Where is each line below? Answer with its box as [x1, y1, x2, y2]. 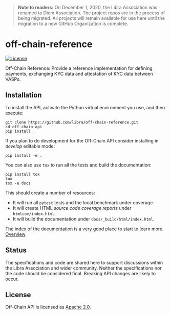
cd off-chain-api [5, 124, 42, 129]
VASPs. [5, 76, 21, 82]
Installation [5, 91, 42, 100]
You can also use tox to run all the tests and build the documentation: [5, 162, 152, 168]
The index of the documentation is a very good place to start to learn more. [5, 226, 164, 232]
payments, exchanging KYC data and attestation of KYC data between [5, 70, 154, 77]
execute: [5, 110, 24, 116]
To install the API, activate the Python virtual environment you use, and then [5, 104, 165, 110]
